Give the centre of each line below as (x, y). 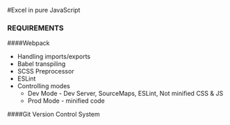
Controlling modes (44, 86)
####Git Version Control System (54, 115)
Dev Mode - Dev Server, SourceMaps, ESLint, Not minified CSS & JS (125, 94)
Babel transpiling (41, 64)
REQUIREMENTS (35, 28)
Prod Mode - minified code (66, 101)
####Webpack (28, 43)
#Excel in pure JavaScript (44, 10)
